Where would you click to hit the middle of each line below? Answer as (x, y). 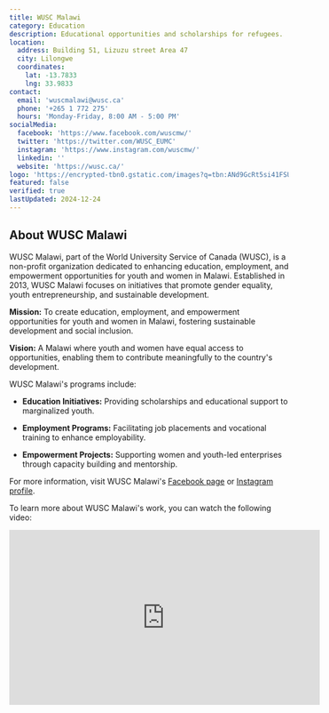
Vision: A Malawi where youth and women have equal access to (126, 348)
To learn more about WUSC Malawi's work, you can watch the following (141, 508)
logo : (19, 174)
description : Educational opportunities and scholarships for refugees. (146, 34)
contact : (25, 92)
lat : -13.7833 (51, 76)
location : (27, 42)
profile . (22, 491)
